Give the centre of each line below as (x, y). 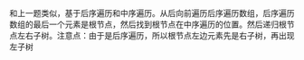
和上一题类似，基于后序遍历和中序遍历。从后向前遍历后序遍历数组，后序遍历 (152, 13)
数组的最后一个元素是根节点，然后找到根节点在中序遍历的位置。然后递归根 (148, 24)
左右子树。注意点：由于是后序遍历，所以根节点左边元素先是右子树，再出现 (156, 35)
